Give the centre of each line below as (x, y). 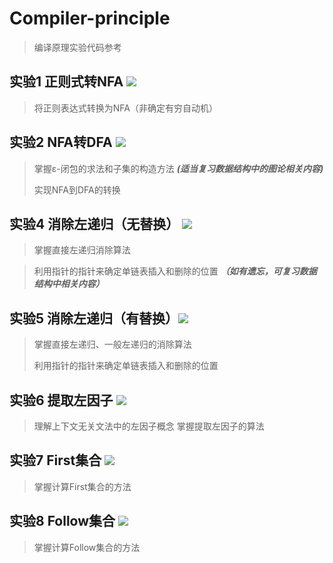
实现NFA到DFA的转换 (77, 189)
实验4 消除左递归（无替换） (94, 223)
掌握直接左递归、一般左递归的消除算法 (112, 344)
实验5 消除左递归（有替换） (94, 318)
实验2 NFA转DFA (61, 142)
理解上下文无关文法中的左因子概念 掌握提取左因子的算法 (149, 426)
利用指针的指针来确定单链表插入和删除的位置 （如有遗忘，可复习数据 (175, 271)
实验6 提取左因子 (61, 400)
